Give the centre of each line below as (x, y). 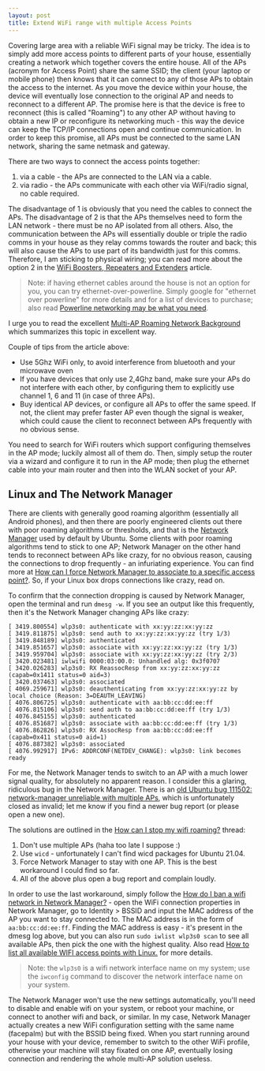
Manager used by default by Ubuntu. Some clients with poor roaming (120, 538)
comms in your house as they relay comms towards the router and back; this (132, 242)
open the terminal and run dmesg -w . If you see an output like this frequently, (131, 604)
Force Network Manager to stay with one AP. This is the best (118, 862)
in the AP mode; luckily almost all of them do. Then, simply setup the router (130, 453)
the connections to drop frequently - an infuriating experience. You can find (131, 564)
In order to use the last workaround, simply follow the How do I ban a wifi (127, 894)
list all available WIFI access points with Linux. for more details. (110, 953)
